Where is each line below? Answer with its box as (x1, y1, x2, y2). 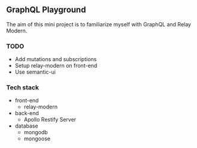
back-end (14, 110, 39, 117)
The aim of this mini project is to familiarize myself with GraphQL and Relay (6, 20, 192, 28)
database (14, 122, 38, 129)
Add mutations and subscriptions (14, 56, 97, 63)
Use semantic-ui (14, 68, 56, 75)
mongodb (23, 129, 48, 136)
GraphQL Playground (6, 5, 86, 15)
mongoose (23, 135, 51, 143)
